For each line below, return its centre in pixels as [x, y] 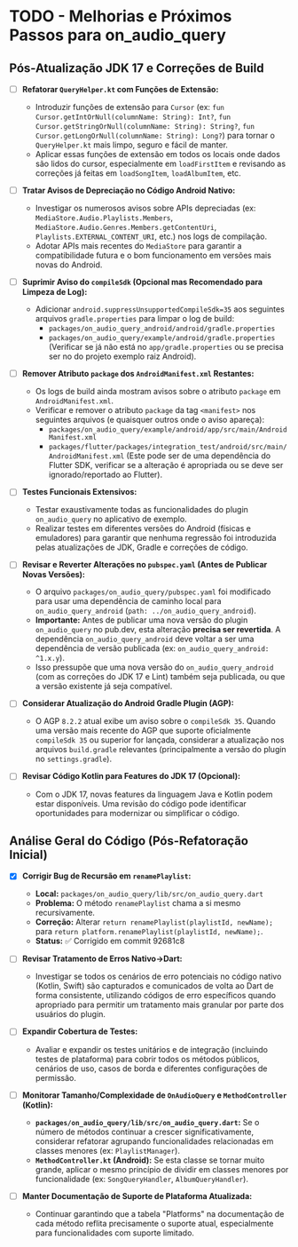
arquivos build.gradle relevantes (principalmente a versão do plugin [161, 750]
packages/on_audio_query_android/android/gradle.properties [162, 329]
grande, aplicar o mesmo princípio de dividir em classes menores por [162, 1169]
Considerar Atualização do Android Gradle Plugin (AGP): [128, 703]
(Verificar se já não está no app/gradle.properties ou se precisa [166, 347]
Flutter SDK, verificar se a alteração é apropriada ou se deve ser [166, 465]
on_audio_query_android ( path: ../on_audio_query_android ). [146, 611]
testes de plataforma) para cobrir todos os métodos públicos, [147, 1059]
